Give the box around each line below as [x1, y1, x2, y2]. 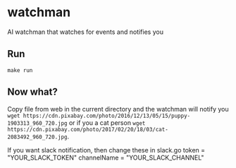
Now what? [7, 86, 58, 98]
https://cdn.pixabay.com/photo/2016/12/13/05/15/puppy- [23, 112, 191, 119]
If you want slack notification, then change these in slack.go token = [7, 145, 206, 154]
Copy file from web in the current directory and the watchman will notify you [7, 104, 229, 113]
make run [7, 66, 33, 74]
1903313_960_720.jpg [7, 119, 68, 127]
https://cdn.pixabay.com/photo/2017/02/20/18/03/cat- [7, 126, 169, 133]
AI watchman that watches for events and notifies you [7, 28, 164, 36]
